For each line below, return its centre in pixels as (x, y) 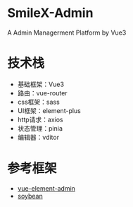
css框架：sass (38, 102)
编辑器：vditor (38, 137)
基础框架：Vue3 (41, 84)
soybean (30, 196)
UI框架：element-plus (49, 110)
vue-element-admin (46, 188)
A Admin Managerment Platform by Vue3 (67, 32)
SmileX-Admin (50, 13)
